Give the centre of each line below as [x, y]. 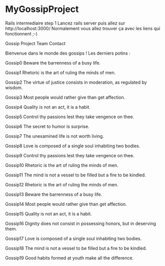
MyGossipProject [42, 9]
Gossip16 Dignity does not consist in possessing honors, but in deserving [81, 223]
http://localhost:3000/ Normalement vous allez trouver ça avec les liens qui [83, 28]
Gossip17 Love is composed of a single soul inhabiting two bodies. [73, 238]
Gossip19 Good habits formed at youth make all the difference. [69, 258]
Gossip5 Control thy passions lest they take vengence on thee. [70, 117]
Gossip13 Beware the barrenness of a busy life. [54, 194]
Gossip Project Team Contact [35, 43]
